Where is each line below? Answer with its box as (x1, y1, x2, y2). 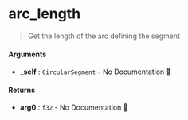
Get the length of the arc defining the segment (27, 31, 181, 41)
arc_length (8, 5, 81, 23)
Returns (8, 85, 36, 95)
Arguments (8, 49, 47, 59)
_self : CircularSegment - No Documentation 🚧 (19, 67, 171, 76)
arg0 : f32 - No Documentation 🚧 (19, 103, 128, 112)
